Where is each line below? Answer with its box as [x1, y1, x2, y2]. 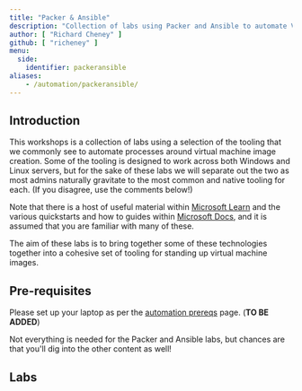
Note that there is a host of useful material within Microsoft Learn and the [9, 202, 281, 213]
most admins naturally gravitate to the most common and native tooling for [9, 175, 286, 186]
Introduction [9, 113, 81, 128]
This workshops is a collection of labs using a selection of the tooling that [9, 136, 281, 148]
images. [9, 257, 39, 268]
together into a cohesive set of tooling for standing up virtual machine [9, 248, 268, 258]
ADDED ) [9, 317, 40, 327]
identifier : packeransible [25, 64, 127, 73]
